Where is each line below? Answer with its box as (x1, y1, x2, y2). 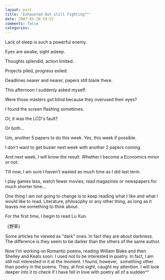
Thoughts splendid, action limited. (5, 58, 74, 64)
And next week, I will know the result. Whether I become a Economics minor (5, 154, 160, 160)
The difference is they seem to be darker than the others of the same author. (5, 239, 161, 244)
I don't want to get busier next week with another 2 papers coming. (5, 144, 142, 151)
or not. (5, 159, 19, 165)
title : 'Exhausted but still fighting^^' (5, 12, 92, 17)
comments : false (5, 21, 38, 26)
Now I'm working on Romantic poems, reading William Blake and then (5, 248, 146, 254)
